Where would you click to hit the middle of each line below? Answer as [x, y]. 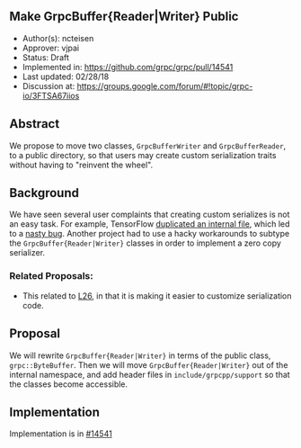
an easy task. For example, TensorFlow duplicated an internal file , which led [150, 224]
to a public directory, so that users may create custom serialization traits [143, 155]
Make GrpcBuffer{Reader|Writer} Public [124, 17]
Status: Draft [46, 57]
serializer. [27, 253]
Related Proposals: [51, 276]
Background [44, 193]
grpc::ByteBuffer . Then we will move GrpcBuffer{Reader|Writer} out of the [149, 364]
